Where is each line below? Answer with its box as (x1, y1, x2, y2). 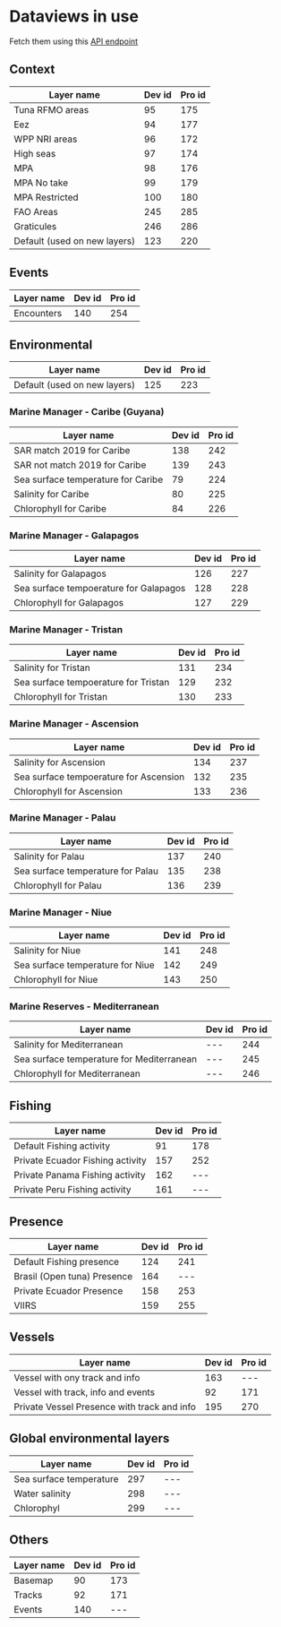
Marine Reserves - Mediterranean (9, 1001, 159, 1013)
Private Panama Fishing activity (13, 1169, 146, 1182)
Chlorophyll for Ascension (13, 785, 123, 797)
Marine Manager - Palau (9, 812, 116, 824)
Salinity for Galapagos (13, 567, 107, 580)
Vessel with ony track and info (13, 1371, 140, 1383)
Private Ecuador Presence (13, 1285, 123, 1297)
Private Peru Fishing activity (13, 1184, 132, 1196)
